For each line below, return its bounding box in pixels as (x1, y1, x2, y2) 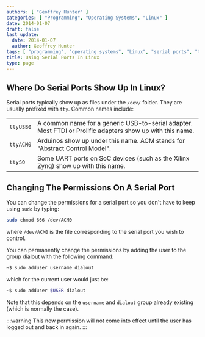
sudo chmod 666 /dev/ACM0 (6, 217, 72, 223)
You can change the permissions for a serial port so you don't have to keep (6, 199, 195, 206)
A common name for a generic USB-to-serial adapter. (37, 119, 193, 128)
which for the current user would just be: (6, 275, 109, 283)
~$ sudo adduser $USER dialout (6, 288, 86, 294)
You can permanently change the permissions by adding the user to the (6, 247, 187, 253)
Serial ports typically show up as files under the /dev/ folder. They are (6, 99, 182, 106)
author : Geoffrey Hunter (12, 43, 75, 49)
